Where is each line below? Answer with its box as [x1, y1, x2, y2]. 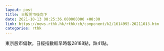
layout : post [5, 7, 33, 12]
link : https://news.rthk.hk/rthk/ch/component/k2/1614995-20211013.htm [5, 21, 159, 26]
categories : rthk [5, 26, 42, 31]
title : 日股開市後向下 [5, 12, 48, 17]
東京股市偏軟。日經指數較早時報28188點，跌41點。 [5, 40, 111, 46]
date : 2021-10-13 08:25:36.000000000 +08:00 [5, 16, 100, 21]
